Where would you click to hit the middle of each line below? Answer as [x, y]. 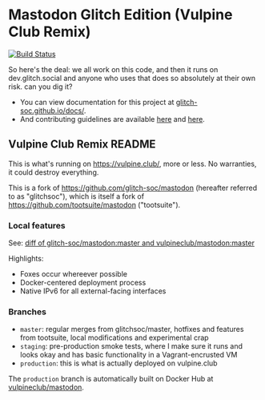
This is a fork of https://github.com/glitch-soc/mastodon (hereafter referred [133, 188]
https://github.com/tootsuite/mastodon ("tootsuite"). [94, 204]
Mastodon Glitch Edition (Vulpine [120, 15]
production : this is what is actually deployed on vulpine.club [118, 363]
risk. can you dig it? [40, 87]
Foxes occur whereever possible [74, 274]
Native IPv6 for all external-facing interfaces [93, 291]
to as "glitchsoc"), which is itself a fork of [76, 196]
